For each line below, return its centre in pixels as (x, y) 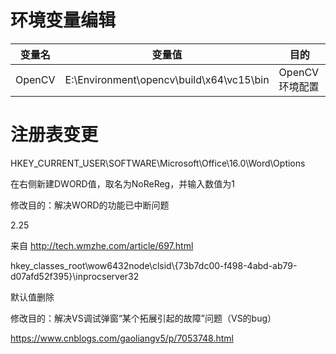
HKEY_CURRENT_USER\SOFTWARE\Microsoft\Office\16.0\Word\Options (158, 163)
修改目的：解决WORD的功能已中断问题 (90, 205)
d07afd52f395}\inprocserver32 (75, 276)
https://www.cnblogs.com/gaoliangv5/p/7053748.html (122, 338)
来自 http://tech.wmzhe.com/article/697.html (102, 245)
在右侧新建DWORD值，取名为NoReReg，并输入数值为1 (122, 183)
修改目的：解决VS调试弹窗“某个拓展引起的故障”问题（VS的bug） (143, 318)
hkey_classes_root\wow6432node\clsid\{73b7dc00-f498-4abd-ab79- (154, 265)
